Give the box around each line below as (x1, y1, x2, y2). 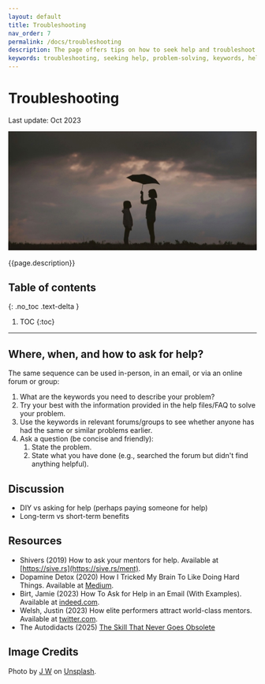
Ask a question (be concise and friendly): (19, 434, 154, 444)
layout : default (8, 13, 62, 21)
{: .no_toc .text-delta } (8, 302, 80, 311)
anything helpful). (31, 459, 89, 469)
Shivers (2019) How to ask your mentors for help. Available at (19, 555, 219, 565)
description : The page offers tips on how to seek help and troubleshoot (8, 46, 256, 54)
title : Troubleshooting (8, 21, 87, 29)
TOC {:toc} (19, 317, 55, 327)
